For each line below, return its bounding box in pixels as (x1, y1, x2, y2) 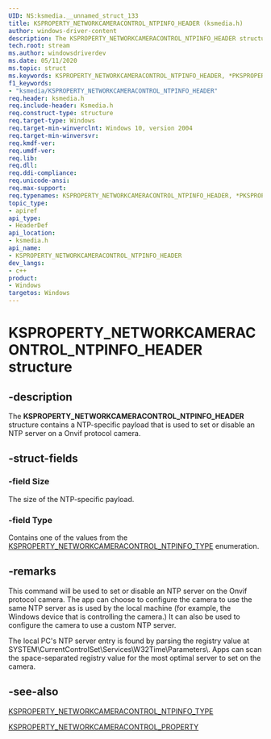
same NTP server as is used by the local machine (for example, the (8, 603, 231, 612)
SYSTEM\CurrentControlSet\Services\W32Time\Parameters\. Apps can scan (8, 644, 262, 654)
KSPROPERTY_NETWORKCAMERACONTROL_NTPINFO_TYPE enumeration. (8, 541, 260, 550)
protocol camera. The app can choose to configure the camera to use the (8, 594, 252, 604)
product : (8, 274, 38, 282)
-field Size (8, 476, 50, 488)
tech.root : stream (8, 42, 70, 50)
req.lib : (8, 154, 38, 162)
